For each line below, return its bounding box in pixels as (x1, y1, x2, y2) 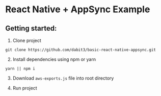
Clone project (12, 37, 42, 43)
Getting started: (5, 24, 57, 33)
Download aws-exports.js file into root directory (12, 75, 114, 81)
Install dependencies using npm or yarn (12, 56, 96, 62)
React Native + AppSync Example (5, 4, 150, 15)
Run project (12, 85, 37, 91)
